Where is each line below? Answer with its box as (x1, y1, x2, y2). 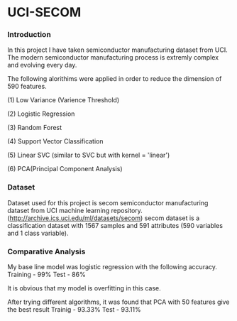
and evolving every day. (7, 61, 77, 70)
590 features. (7, 82, 48, 91)
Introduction (7, 30, 51, 40)
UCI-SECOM (7, 4, 82, 21)
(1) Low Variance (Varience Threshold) (7, 96, 120, 104)
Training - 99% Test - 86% (7, 271, 87, 279)
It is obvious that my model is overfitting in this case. (7, 284, 161, 293)
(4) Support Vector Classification (7, 137, 104, 146)
